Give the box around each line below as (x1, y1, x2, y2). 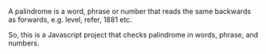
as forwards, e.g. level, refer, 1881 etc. (8, 15, 133, 24)
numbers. (8, 38, 40, 48)
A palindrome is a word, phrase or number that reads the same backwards (8, 7, 252, 16)
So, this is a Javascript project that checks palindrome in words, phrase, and (8, 31, 259, 39)
